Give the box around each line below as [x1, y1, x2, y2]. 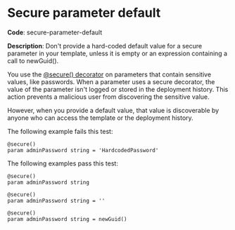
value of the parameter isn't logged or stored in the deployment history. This [7, 85, 229, 93]
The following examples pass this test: [7, 159, 118, 168]
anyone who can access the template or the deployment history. [7, 114, 193, 122]
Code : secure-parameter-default [7, 28, 103, 36]
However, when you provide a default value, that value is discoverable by [7, 106, 220, 114]
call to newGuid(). [7, 56, 59, 65]
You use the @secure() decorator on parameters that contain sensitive [7, 70, 212, 79]
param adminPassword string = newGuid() [7, 215, 128, 222]
